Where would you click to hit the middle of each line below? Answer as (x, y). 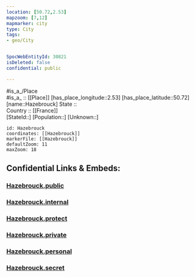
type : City (20, 29)
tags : (13, 35)
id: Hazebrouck (26, 128)
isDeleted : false (28, 62)
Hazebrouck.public (35, 185)
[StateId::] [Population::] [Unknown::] (52, 117)
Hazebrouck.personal (39, 251)
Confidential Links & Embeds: (63, 168)
